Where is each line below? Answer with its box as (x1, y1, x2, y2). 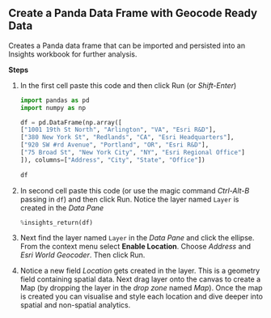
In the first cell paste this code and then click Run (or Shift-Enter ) (19, 80, 237, 90)
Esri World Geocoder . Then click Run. (19, 250, 146, 260)
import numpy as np (19, 104, 87, 112)
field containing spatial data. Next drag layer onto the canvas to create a (19, 274, 261, 284)
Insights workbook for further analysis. (8, 49, 138, 59)
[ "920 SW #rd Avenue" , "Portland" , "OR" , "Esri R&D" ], (19, 141, 210, 149)
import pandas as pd (19, 96, 90, 104)
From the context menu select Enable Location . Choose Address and (19, 242, 252, 252)
